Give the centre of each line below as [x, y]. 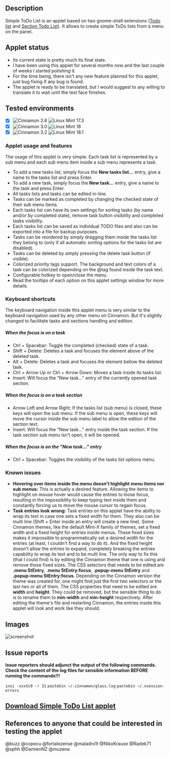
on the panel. [19, 31]
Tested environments [40, 108]
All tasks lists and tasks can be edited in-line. [60, 194]
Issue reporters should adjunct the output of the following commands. [81, 665]
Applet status [27, 48]
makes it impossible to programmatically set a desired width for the [83, 538]
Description [24, 8]
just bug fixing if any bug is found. [48, 82]
